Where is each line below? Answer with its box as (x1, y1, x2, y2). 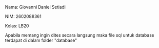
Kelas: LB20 (5, 23, 29, 29)
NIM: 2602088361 (5, 14, 41, 19)
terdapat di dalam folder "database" (5, 37, 77, 43)
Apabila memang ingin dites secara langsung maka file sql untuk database (5, 32, 155, 38)
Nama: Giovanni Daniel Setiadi (5, 4, 66, 10)
